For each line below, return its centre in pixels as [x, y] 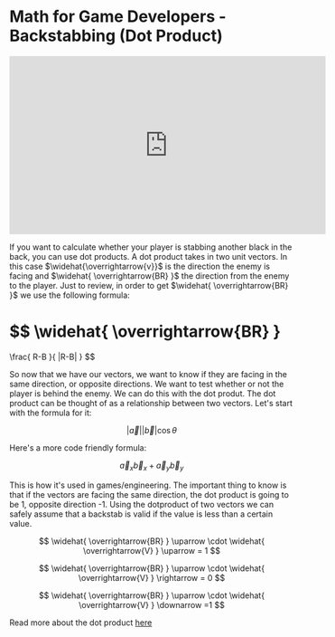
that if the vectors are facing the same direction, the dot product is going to [149, 494]
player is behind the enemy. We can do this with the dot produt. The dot [143, 393]
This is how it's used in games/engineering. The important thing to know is [148, 485]
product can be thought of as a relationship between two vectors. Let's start [151, 403]
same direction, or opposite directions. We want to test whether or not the [147, 384]
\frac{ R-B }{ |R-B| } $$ [52, 357]
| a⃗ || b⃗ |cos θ [152, 430]
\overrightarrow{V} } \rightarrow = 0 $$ [152, 577]
